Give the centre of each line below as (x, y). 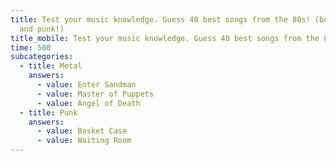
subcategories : (42, 57)
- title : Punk (48, 112)
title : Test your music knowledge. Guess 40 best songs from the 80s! (160, 19)
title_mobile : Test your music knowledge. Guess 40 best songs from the (165, 38)
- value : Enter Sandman (86, 85)
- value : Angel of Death (88, 103)
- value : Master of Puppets (95, 94)
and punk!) (42, 29)
